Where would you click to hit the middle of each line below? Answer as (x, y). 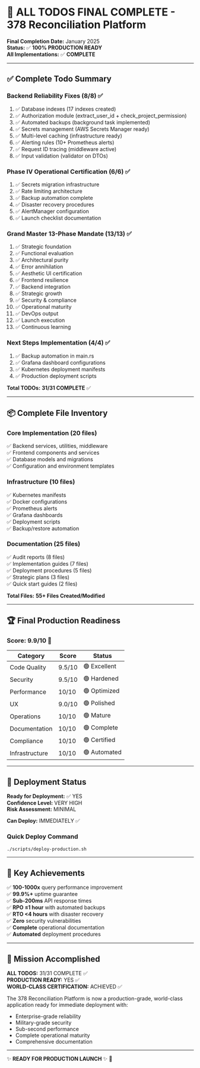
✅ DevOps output (37, 314)
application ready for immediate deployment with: (67, 1005)
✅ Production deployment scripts (56, 376)
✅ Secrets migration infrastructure (57, 184)
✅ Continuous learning (43, 327)
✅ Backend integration (43, 287)
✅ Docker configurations (37, 502)
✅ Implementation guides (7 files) (47, 563)
